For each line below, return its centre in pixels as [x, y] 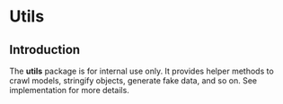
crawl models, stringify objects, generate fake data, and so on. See [133, 81]
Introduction [45, 50]
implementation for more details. [70, 90]
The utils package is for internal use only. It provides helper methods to [141, 71]
